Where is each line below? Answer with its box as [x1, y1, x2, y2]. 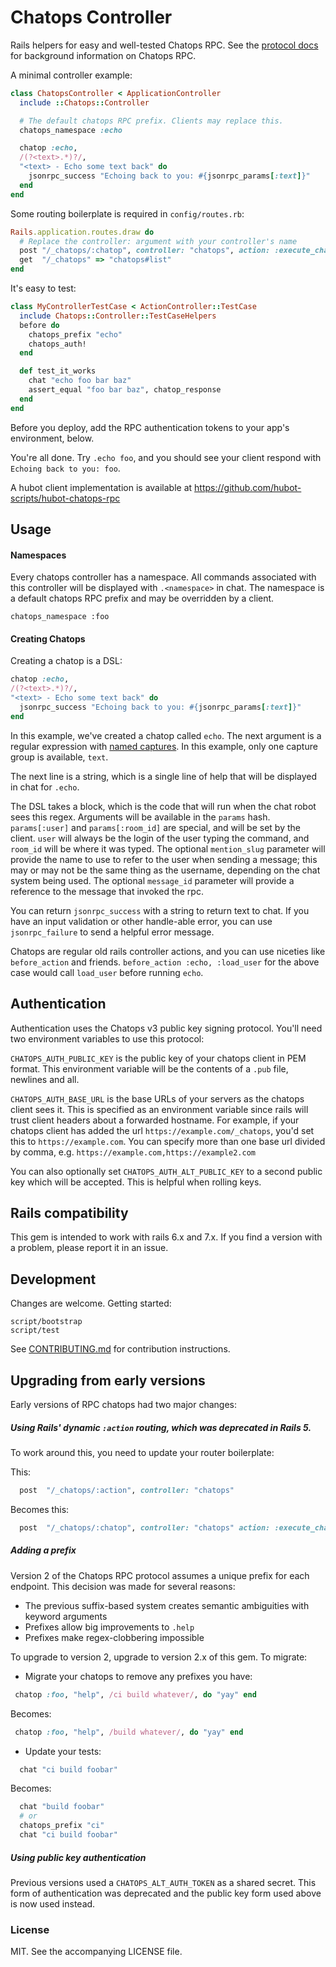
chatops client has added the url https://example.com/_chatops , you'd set [10, 1124, 315, 1136]
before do [19, 320, 60, 330]
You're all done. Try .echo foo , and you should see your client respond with [10, 451, 322, 463]
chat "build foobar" [19, 1802, 105, 1812]
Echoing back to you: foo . [10, 462, 121, 474]
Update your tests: [24, 1745, 102, 1757]
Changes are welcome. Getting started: [10, 1297, 172, 1310]
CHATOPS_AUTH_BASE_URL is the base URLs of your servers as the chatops [10, 1092, 305, 1105]
